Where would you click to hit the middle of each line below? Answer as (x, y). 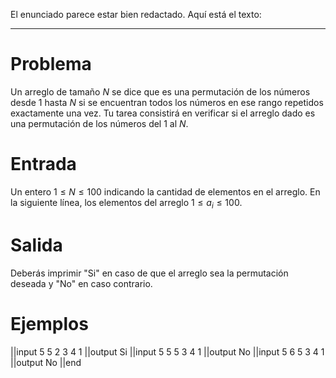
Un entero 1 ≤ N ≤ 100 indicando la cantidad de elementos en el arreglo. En (165, 191)
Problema (51, 64)
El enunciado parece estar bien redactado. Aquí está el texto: (136, 14)
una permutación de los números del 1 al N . (99, 123)
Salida (36, 245)
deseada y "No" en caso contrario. (81, 283)
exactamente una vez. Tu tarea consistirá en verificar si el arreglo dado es (163, 113)
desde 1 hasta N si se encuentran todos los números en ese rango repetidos (167, 102)
